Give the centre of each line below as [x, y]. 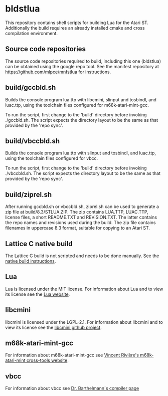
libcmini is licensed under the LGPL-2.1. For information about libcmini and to [84, 322]
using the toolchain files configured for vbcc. [52, 158]
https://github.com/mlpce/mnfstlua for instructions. [58, 72]
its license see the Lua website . [38, 294]
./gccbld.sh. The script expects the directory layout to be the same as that [82, 120]
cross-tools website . [48, 360]
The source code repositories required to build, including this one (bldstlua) [83, 61]
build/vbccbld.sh [33, 141]
